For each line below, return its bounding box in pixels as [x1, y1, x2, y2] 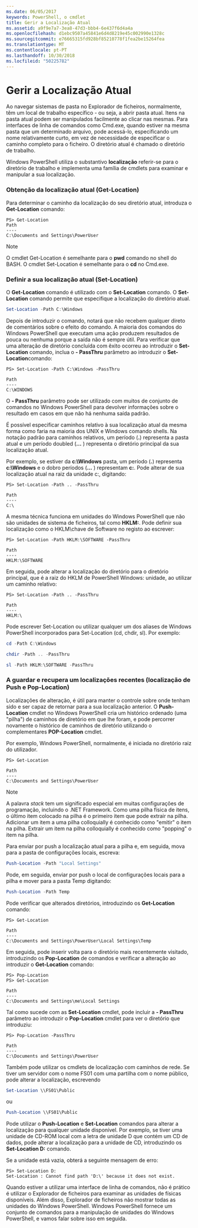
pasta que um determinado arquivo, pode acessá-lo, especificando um [6, 128, 179, 135]
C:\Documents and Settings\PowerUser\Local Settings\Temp [6, 938, 151, 944]
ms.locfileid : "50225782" [6, 58, 70, 64]
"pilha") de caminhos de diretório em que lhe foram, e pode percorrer [6, 716, 175, 723]
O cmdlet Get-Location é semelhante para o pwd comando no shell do [6, 254, 177, 261]
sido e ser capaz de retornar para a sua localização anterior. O [6, 703, 158, 710]
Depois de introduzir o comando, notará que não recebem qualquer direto [6, 317, 186, 324]
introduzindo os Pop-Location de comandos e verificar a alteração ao [6, 954, 176, 961]
